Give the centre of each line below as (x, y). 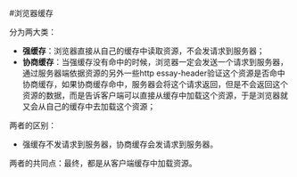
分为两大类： (33, 32)
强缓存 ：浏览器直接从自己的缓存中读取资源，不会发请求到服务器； (143, 51)
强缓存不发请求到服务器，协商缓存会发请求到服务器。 (120, 144)
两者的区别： (33, 125)
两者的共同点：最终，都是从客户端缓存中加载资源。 (103, 163)
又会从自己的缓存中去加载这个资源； (89, 106)
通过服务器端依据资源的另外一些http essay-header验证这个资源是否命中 (153, 73)
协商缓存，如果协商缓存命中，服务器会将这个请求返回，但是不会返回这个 (155, 84)
